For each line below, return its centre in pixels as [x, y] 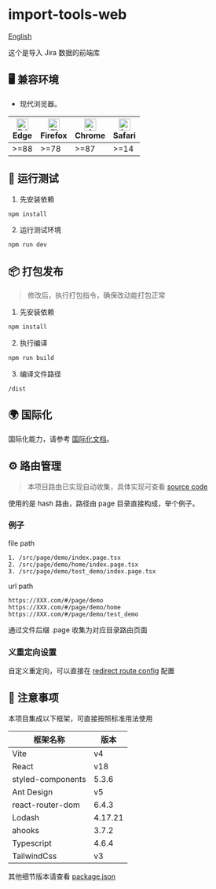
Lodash [26, 817]
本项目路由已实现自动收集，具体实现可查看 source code [117, 487]
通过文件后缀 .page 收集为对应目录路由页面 [78, 630]
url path [21, 586]
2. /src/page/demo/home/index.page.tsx [73, 565]
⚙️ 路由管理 [35, 466]
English [20, 36]
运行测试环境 [40, 230]
